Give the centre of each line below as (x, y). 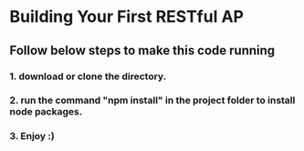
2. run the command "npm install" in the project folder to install (152, 100)
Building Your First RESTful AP (127, 17)
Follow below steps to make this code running (142, 50)
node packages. (46, 112)
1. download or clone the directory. (88, 76)
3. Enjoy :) (32, 136)
